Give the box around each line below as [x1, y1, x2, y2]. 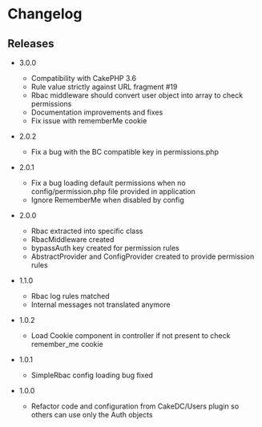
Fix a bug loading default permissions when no [30, 178, 186, 187]
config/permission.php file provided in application [30, 187, 195, 196]
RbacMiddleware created [30, 235, 115, 244]
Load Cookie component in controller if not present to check [30, 331, 231, 340]
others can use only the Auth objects [30, 410, 153, 419]
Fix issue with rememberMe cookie [30, 116, 147, 125]
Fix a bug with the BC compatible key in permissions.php [30, 147, 220, 156]
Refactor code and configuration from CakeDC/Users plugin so [30, 401, 240, 411]
